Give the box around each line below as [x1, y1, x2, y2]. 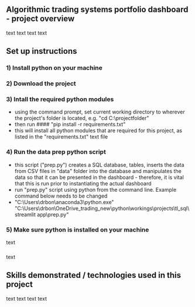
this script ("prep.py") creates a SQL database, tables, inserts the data [14, 161, 184, 168]
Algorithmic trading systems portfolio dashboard [6, 5, 189, 15]
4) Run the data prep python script [6, 148, 107, 156]
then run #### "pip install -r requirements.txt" [14, 121, 126, 128]
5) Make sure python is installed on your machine [6, 225, 149, 233]
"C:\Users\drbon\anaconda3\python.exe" [14, 198, 114, 205]
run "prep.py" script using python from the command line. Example [14, 186, 177, 193]
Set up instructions [6, 46, 77, 56]
